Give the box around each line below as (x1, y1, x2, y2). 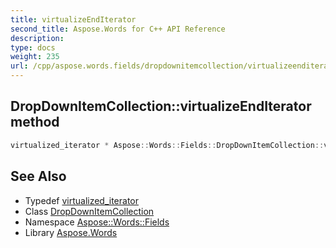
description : (10, 33, 65, 43)
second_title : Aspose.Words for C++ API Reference (10, 24, 226, 34)
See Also (10, 168, 67, 185)
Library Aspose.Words (24, 226, 118, 238)
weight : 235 (10, 52, 60, 62)
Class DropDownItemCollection (24, 205, 155, 217)
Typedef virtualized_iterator (24, 194, 140, 206)
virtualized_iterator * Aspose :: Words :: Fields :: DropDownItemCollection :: (10, 140, 325, 150)
